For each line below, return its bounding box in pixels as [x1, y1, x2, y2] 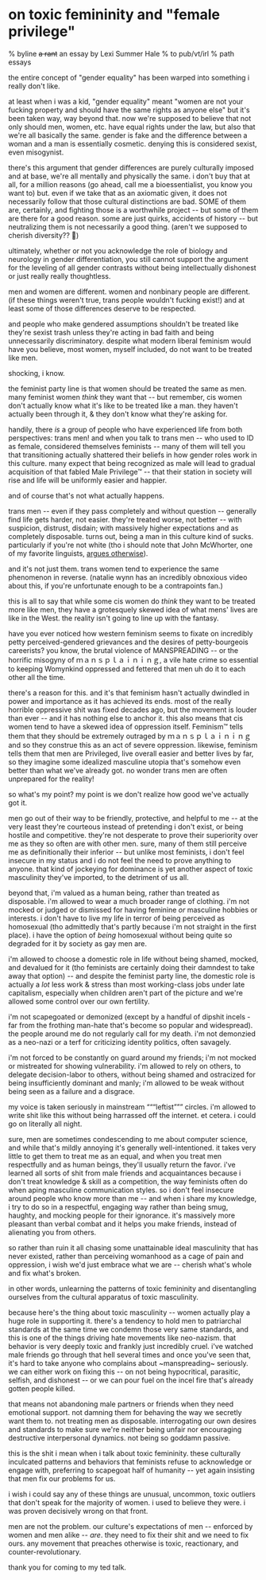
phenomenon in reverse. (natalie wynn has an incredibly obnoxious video [8, 572, 248, 582]
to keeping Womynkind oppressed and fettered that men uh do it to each [8, 663, 246, 674]
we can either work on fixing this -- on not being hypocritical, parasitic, [8, 1367, 241, 1376]
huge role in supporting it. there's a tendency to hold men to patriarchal [8, 1316, 242, 1325]
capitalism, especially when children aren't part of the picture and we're [8, 987, 244, 997]
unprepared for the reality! [8, 774, 94, 784]
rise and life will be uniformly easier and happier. [8, 475, 168, 485]
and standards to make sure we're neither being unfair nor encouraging [8, 1424, 242, 1434]
